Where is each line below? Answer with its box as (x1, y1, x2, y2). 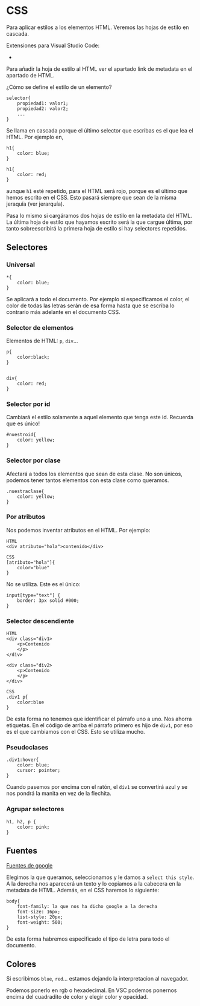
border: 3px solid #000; (17, 597, 80, 604)
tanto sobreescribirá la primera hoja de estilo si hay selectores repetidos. (6, 224, 187, 232)
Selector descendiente (6, 616, 74, 625)
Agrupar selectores (6, 805, 64, 814)
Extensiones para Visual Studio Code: (6, 42, 100, 49)
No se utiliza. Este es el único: (6, 580, 81, 587)
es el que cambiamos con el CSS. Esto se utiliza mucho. (6, 728, 146, 736)
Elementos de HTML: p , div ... (6, 337, 78, 344)
